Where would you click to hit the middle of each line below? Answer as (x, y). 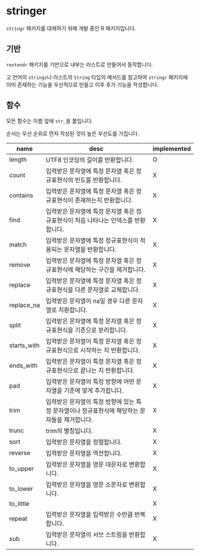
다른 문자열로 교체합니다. (107, 290)
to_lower (21, 489)
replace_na (25, 305)
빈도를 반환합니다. (98, 180)
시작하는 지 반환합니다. (110, 350)
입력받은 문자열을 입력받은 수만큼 (89, 514)
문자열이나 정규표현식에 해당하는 (96, 410)
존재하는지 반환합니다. (104, 200)
